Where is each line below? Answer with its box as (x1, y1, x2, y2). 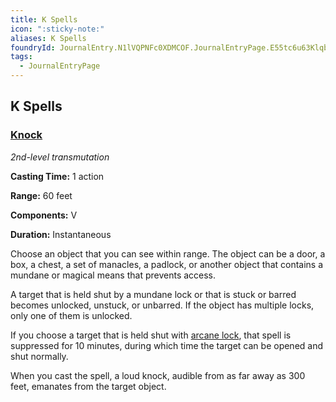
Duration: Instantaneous (10, 228, 112, 240)
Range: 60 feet (10, 189, 73, 201)
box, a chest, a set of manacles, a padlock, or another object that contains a (10, 258, 324, 270)
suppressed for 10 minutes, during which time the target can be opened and (10, 339, 324, 351)
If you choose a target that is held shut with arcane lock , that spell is (10, 329, 292, 341)
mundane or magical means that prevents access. (10, 269, 217, 281)
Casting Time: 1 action (10, 170, 105, 182)
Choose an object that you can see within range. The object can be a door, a (10, 247, 326, 260)
